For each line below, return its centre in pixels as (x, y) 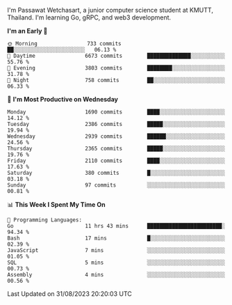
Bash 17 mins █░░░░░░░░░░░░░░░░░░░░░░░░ (116, 238)
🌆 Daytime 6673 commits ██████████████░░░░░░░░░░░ (116, 56)
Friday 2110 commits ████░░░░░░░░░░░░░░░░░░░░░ (116, 161)
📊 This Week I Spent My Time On (56, 204)
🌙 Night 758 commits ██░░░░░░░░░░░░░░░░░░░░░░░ (116, 80)
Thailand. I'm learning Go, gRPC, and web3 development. (89, 17)
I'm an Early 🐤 (27, 31)
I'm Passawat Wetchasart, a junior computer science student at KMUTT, (110, 10)
